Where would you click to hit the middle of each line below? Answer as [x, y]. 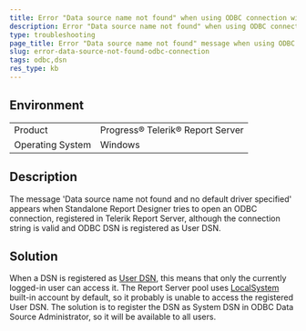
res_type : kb [34, 69]
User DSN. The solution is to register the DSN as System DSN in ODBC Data [152, 307]
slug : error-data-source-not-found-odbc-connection [109, 52]
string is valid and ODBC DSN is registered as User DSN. [115, 227]
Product [31, 130]
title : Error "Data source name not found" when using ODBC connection [148, 18]
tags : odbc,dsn [38, 60]
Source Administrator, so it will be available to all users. [113, 317]
